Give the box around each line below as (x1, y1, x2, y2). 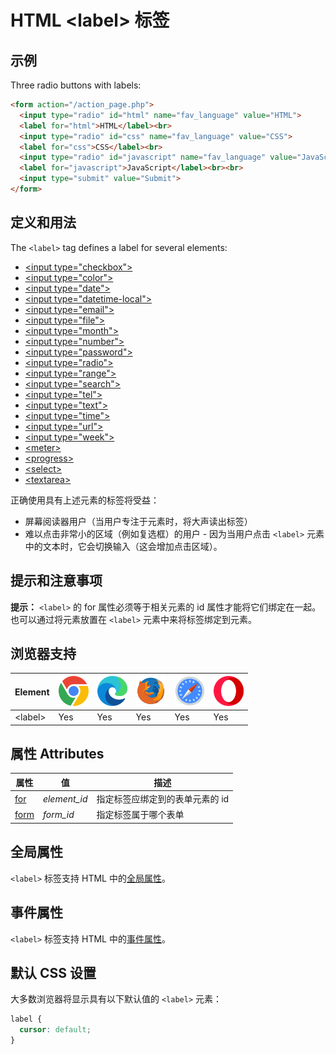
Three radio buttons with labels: (10, 79, 142, 91)
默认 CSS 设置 (10, 964, 97, 981)
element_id (42, 792, 88, 805)
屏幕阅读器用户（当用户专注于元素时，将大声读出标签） (24, 515, 253, 527)
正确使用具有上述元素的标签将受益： (10, 494, 160, 506)
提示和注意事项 (10, 572, 103, 590)
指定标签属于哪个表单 (96, 809, 185, 821)
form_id (42, 808, 75, 820)
